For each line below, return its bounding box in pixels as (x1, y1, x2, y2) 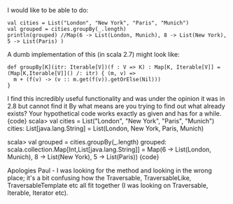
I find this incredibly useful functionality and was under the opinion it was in (7, 95, 225, 102)
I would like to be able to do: (7, 6, 89, 14)
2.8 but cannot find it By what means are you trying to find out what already (7, 102, 225, 110)
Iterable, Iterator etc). (7, 189, 69, 197)
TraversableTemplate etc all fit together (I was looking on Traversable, (7, 182, 209, 189)
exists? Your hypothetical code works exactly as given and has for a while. (7, 109, 222, 118)
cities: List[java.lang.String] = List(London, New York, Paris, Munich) (7, 124, 204, 132)
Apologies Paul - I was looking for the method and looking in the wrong (7, 166, 212, 175)
